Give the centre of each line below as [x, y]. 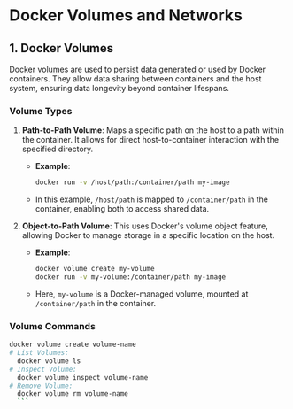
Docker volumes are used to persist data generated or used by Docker [138, 69]
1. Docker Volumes [62, 48]
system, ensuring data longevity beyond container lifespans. [120, 88]
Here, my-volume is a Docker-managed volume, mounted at [142, 294]
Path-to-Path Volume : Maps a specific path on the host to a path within [153, 130]
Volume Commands [52, 326]
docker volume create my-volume [95, 269]
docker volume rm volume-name [73, 394]
